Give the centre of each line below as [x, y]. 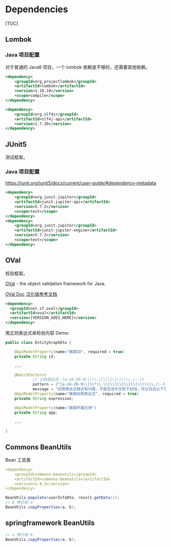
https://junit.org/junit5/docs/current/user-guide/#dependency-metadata [81, 183]
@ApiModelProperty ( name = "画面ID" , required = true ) [69, 352]
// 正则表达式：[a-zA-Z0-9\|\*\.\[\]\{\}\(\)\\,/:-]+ [88, 380]
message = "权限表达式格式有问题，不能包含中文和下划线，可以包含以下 [98, 389]
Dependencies [37, 9]
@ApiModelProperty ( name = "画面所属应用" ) [55, 408]
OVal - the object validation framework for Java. [55, 283]
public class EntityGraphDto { [38, 343]
